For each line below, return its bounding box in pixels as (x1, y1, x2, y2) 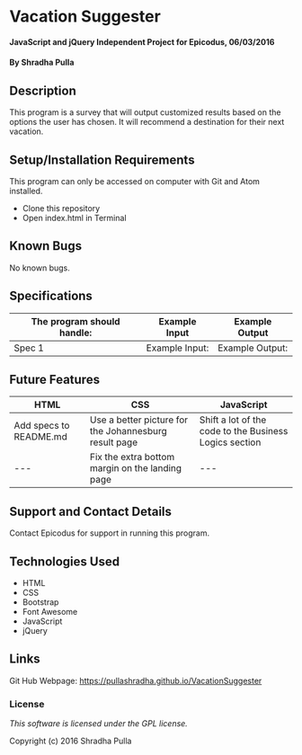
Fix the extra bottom (89, 451, 175, 464)
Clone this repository (22, 203, 101, 213)
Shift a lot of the (199, 413, 267, 426)
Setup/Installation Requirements (9, 152, 195, 167)
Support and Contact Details (9, 503, 173, 519)
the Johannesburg (89, 425, 168, 438)
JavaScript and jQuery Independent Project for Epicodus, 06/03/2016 (9, 36, 275, 47)
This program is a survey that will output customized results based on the (9, 107, 281, 118)
